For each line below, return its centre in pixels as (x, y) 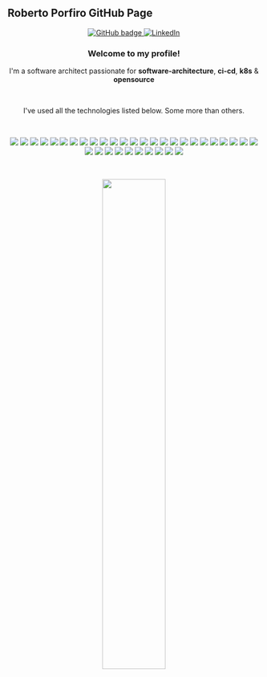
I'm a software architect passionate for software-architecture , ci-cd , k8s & (134, 71)
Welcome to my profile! (134, 53)
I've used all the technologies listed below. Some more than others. (134, 111)
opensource (134, 80)
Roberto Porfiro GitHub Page (80, 13)
